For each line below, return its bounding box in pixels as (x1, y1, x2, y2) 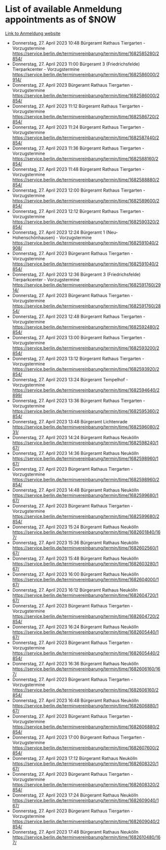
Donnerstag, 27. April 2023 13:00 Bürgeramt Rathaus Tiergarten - (12, 334, 146, 340)
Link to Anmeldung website (5, 30, 61, 36)
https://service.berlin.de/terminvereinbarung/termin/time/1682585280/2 (12, 50, 160, 56)
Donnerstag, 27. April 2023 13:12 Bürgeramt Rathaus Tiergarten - (12, 355, 144, 361)
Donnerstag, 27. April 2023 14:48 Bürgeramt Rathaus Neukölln (12, 487, 139, 493)
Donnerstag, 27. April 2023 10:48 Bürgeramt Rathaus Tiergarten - (12, 40, 146, 46)
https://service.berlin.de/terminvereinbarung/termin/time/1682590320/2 (12, 219, 160, 225)
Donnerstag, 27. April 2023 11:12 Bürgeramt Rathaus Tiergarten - (12, 103, 143, 109)
